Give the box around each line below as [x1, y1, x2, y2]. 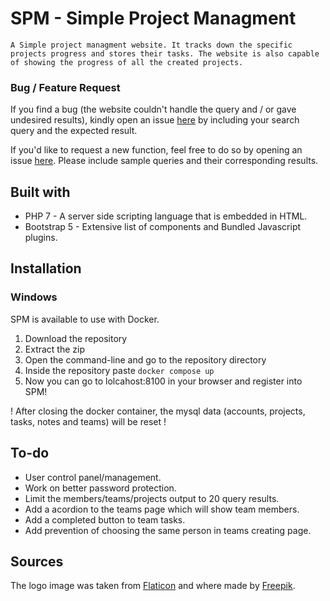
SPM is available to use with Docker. [10, 313, 160, 325]
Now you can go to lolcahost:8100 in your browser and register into [24, 375, 303, 387]
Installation [10, 260, 82, 277]
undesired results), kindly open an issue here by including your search [10, 114, 300, 126]
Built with [10, 183, 71, 201]
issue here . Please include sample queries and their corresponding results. [10, 155, 319, 167]
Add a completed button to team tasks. [24, 513, 186, 526]
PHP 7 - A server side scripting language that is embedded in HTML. [24, 210, 308, 222]
